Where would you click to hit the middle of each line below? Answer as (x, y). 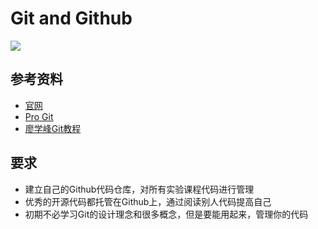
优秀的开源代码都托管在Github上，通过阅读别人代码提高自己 (148, 201)
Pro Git (39, 116)
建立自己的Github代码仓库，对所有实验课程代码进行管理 (139, 189)
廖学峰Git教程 (53, 128)
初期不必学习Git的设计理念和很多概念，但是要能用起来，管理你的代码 (166, 214)
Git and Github (71, 18)
